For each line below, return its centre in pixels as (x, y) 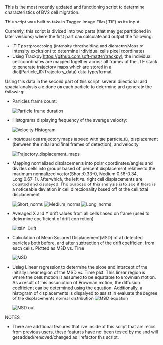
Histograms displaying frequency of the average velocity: (70, 120)
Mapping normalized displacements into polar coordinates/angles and (82, 163)
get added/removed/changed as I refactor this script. (65, 337)
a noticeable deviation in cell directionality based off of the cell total (80, 189)
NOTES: (13, 317)
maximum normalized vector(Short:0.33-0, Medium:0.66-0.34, (75, 174)
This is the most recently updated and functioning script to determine (75, 7)
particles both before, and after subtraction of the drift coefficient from (83, 243)
